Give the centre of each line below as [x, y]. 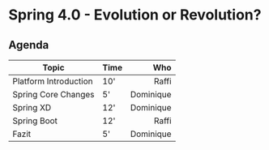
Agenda [29, 45]
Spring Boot [35, 121]
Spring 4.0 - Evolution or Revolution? [135, 15]
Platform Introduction [53, 81]
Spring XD [32, 107]
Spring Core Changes [53, 94]
